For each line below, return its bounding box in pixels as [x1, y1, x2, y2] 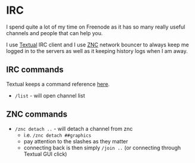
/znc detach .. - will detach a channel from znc [14, 125, 133, 132]
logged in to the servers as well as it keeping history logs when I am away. [6, 47, 188, 54]
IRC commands [6, 65, 64, 75]
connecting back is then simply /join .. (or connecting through [23, 144, 181, 151]
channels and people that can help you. [6, 29, 103, 36]
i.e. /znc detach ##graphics [23, 131, 92, 139]
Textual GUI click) [23, 150, 67, 158]
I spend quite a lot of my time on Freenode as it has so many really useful [6, 23, 185, 30]
